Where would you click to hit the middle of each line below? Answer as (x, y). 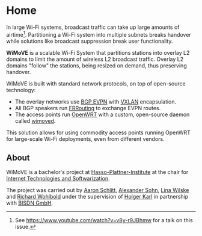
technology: (21, 90)
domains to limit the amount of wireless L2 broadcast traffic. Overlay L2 (95, 59)
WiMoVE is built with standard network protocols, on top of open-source (96, 83)
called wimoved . (35, 120)
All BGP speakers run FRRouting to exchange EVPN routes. (88, 108)
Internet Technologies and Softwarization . (58, 179)
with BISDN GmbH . (29, 203)
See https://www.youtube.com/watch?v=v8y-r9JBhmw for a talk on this (104, 220)
